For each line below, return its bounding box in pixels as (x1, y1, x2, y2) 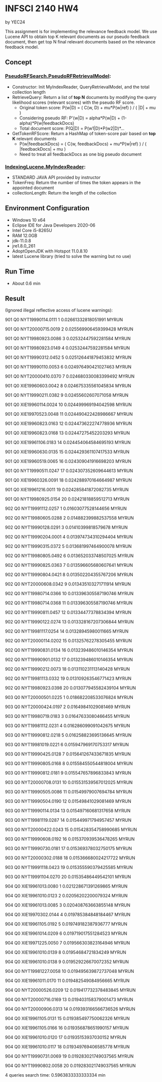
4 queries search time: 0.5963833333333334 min (5, 1072, 106, 1078)
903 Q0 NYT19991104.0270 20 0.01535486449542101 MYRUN (5, 874, 131, 880)
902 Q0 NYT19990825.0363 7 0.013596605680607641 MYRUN (5, 562, 133, 568)
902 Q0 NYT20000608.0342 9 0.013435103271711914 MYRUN (5, 581, 131, 587)
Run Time (5, 268, 35, 276)
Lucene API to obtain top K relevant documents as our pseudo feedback (5, 34, 150, 39)
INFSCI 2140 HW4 (5, 3, 79, 14)
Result (5, 294, 25, 303)
